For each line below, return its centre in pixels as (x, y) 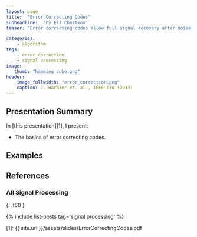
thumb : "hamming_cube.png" (47, 71)
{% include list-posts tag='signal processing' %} (65, 216)
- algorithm (31, 44)
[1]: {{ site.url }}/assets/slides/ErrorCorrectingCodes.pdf (74, 228)
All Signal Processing (37, 192)
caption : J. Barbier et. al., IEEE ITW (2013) (75, 88)
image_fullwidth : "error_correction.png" (68, 82)
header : (16, 77)
